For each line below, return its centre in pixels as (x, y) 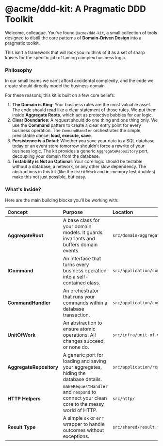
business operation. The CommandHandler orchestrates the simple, (77, 131)
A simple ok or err (83, 418)
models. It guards (83, 232)
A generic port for (83, 355)
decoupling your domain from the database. (56, 156)
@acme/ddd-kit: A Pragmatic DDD (76, 9)
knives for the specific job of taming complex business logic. (66, 57)
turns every (76, 264)
